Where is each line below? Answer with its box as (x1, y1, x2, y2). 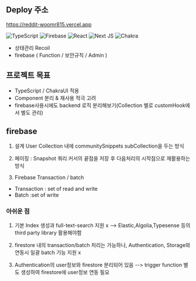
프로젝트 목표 (6, 70, 51, 80)
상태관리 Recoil (14, 44, 50, 51)
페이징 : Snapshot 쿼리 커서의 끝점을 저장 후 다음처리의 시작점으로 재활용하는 (14, 155, 191, 162)
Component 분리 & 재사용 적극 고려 (14, 94, 97, 101)
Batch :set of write (14, 191, 59, 198)
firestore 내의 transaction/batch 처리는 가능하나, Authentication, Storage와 (14, 241, 191, 248)
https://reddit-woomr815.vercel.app (6, 20, 92, 28)
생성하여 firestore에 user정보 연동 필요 (20, 268, 110, 276)
